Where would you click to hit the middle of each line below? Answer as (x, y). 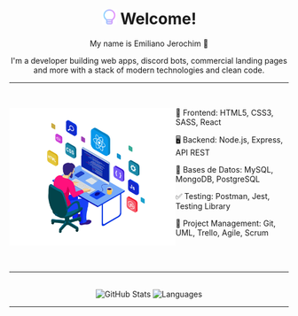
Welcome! (158, 19)
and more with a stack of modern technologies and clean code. (149, 70)
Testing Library (203, 206)
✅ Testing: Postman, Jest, (223, 196)
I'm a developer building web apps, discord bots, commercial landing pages (149, 60)
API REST (193, 152)
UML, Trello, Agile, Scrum (222, 232)
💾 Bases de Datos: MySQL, (225, 169)
